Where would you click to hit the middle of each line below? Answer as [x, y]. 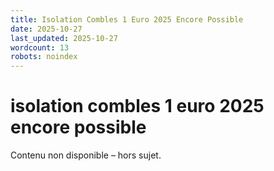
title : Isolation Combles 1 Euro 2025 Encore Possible [127, 19]
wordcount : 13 [40, 47]
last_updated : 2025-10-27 [64, 38]
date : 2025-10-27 [46, 29]
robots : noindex [44, 57]
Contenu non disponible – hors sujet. [86, 155]
